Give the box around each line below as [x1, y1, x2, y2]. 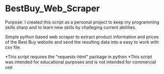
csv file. [5, 44, 21, 50]
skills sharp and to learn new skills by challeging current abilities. [5, 24, 137, 30]
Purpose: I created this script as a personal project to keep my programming [5, 19, 160, 25]
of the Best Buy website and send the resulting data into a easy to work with [5, 39, 160, 45]
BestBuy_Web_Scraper [5, 3, 100, 14]
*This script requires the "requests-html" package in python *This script [5, 53, 152, 59]
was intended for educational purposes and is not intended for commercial [5, 59, 156, 65]
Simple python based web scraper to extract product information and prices [5, 34, 159, 40]
